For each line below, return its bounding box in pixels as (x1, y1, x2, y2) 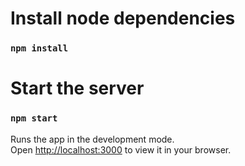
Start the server (10, 77, 145, 100)
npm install (10, 43, 69, 54)
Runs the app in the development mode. (10, 133, 175, 145)
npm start (10, 113, 58, 124)
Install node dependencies (10, 7, 236, 30)
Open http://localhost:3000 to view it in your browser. (10, 143, 232, 156)
